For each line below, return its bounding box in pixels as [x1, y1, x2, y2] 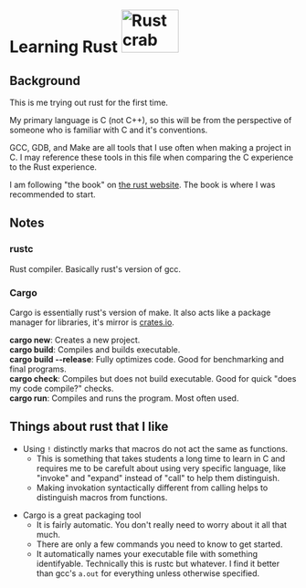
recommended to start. [9, 189, 96, 200]
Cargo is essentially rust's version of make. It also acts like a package [9, 307, 271, 318]
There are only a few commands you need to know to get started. [36, 539, 283, 550]
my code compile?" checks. [9, 383, 114, 394]
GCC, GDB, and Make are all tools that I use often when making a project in [9, 142, 291, 152]
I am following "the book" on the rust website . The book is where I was [9, 179, 276, 190]
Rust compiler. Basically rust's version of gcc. [9, 263, 181, 274]
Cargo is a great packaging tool [22, 509, 142, 520]
